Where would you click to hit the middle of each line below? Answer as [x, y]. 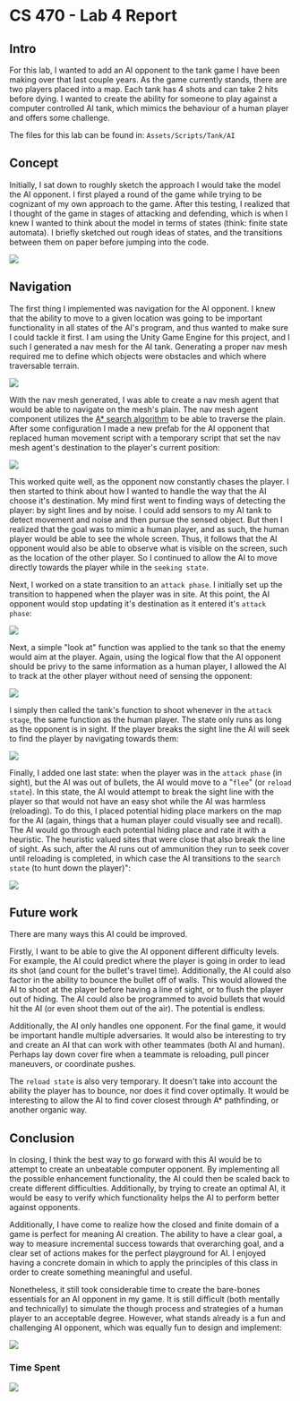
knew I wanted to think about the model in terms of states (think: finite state [149, 223]
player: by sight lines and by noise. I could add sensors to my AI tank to [141, 510]
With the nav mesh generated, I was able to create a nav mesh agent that [144, 400]
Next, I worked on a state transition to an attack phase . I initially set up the [146, 584]
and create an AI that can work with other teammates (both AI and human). [147, 1045]
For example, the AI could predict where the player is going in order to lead [147, 961]
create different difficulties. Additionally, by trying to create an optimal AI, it [148, 1189]
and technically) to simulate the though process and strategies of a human [146, 1309]
